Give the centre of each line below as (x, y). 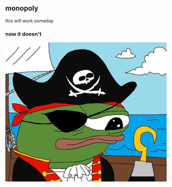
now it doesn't (24, 34)
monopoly (22, 8)
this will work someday (29, 20)
